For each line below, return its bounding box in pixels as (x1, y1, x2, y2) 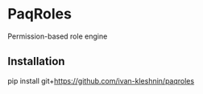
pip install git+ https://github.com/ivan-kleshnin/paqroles (7, 76, 195, 85)
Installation (7, 55, 65, 68)
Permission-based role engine (7, 31, 108, 41)
